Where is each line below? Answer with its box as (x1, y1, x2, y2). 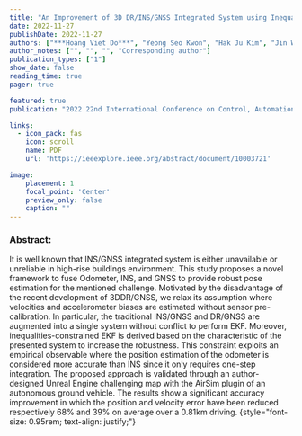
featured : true (9, 96, 67, 105)
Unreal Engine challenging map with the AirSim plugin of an (46, 378, 266, 389)
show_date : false (9, 64, 75, 73)
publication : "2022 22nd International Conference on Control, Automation (9, 104, 296, 113)
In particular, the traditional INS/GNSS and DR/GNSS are (52, 311, 261, 322)
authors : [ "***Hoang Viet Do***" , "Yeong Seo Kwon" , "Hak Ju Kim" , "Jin (9, 38, 288, 48)
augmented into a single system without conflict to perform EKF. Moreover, (9, 321, 288, 332)
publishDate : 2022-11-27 (9, 30, 102, 39)
